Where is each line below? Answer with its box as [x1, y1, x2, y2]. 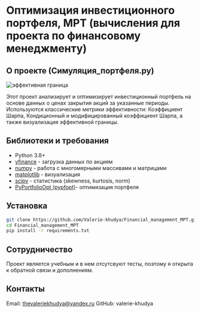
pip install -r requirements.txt [6, 228, 90, 234]
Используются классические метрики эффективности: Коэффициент [6, 106, 183, 113]
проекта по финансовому [6, 29, 141, 42]
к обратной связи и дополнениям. [6, 267, 94, 274]
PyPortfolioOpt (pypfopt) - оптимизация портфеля [14, 183, 139, 190]
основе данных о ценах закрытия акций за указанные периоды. [6, 99, 170, 107]
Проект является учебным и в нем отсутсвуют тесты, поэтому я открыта [6, 260, 193, 268]
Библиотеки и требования [6, 136, 109, 146]
